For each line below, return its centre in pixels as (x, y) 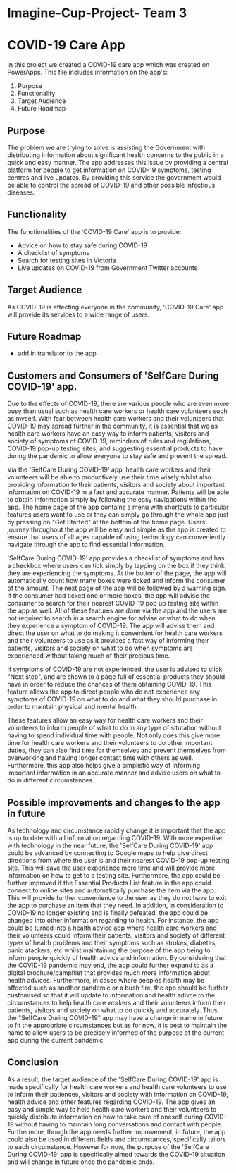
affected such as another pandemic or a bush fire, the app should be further (118, 988)
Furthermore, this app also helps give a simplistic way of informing (104, 766)
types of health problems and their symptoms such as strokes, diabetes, (112, 943)
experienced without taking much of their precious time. (89, 656)
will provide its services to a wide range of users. (79, 314)
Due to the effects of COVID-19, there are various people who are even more (118, 404)
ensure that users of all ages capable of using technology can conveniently (117, 537)
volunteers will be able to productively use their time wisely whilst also (109, 477)
